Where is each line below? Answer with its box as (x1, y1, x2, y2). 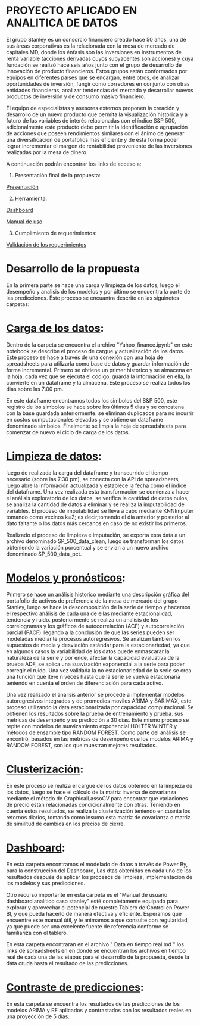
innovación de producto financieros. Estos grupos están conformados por (6, 67, 187, 74)
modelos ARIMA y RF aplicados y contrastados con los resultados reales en (6, 1006, 192, 1013)
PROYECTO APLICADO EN (6, 4, 137, 17)
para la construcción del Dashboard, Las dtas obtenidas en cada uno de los (6, 867, 192, 874)
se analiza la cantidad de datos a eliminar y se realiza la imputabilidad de (6, 501, 185, 508)
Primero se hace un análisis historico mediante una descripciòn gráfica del (6, 591, 189, 598)
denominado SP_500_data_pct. (6, 550, 82, 557)
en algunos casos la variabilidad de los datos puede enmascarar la (6, 647, 170, 655)
